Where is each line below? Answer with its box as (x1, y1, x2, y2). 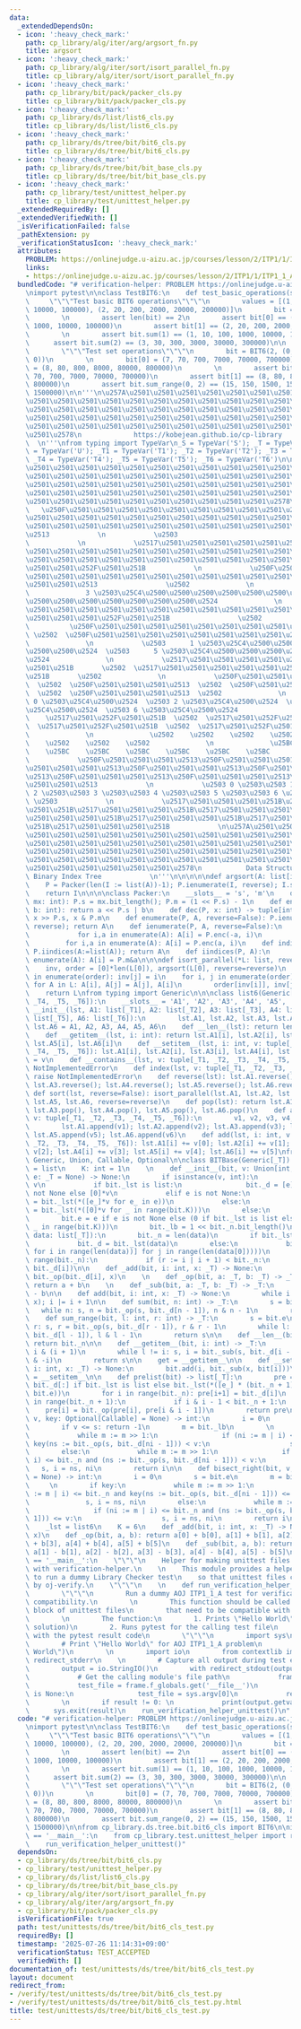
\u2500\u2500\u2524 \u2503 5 (25, 647, 159, 656)
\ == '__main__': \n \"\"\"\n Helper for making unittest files (25, 1555, 291, 1565)
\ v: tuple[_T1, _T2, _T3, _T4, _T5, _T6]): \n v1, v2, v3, (25, 1114, 279, 1123)
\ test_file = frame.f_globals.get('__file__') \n (25, 1681, 258, 1690)
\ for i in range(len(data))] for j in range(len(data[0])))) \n (25, 1248, 271, 1257)
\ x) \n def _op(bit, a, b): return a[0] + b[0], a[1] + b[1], (25, 1531, 275, 1540)
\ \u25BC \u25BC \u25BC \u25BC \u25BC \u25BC (25, 746, 271, 756)
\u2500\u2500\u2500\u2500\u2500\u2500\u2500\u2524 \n (25, 597, 282, 606)
